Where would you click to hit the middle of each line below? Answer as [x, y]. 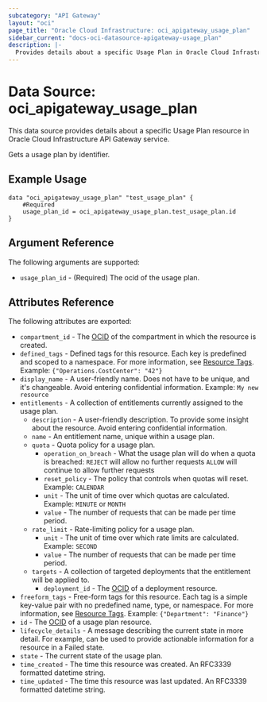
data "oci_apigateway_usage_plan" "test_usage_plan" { [101, 198]
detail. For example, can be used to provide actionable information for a [137, 639]
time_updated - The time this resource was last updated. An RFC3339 [133, 681]
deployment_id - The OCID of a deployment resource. [130, 588]
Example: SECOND [70, 546]
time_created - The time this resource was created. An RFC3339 [126, 665]
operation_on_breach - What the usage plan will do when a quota [149, 453]
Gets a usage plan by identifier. [59, 154]
